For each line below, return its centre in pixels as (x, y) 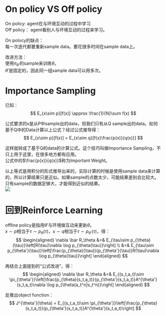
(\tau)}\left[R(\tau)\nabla (37, 245)
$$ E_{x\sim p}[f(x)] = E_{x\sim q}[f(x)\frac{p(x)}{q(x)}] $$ (83, 138)
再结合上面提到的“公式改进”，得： (40, 266)
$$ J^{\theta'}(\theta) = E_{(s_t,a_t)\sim (49, 303)
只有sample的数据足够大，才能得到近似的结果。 (54, 183)
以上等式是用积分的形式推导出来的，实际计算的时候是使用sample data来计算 (83, 171)
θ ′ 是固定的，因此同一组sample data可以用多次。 (54, 70)
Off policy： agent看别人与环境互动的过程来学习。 (56, 30)
